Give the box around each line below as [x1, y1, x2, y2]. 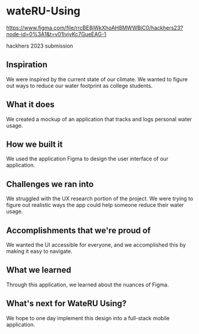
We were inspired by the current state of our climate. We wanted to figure [6, 75, 188, 82]
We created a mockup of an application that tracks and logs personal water [6, 116, 192, 123]
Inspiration [6, 60, 48, 70]
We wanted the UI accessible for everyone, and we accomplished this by [6, 241, 186, 248]
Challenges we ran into [6, 179, 94, 189]
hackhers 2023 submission [6, 42, 74, 49]
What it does [6, 99, 55, 110]
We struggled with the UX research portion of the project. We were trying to [6, 195, 194, 202]
